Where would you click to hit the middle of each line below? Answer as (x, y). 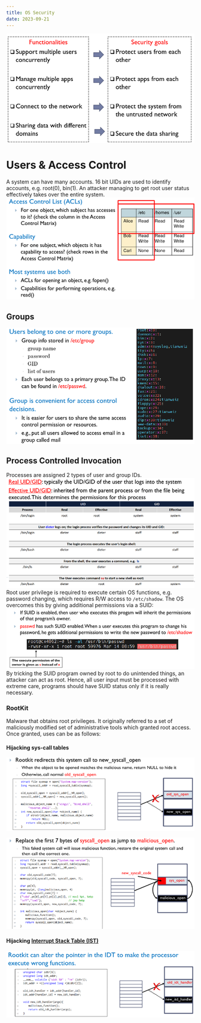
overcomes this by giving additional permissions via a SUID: (80, 605)
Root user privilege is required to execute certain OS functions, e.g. (89, 592)
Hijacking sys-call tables (38, 748)
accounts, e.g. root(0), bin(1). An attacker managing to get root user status (98, 188)
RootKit (17, 708)
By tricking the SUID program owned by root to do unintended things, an (95, 673)
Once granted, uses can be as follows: (54, 734)
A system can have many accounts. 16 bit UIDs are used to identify (89, 181)
